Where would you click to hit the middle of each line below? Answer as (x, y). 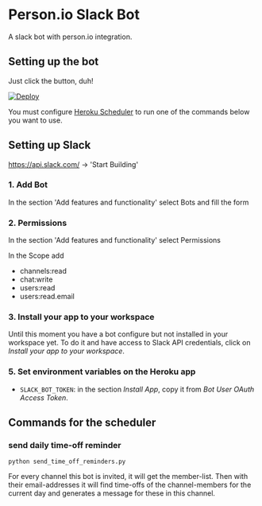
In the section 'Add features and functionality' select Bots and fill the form (129, 202)
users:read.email (47, 297)
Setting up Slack (50, 145)
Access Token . (44, 397)
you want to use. (35, 120)
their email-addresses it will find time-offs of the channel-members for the (130, 485)
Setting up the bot (54, 62)
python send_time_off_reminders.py (67, 462)
